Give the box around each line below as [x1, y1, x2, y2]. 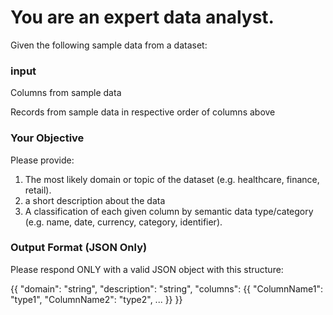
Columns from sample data [10, 87, 122, 99]
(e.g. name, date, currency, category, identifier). [24, 216, 223, 228]
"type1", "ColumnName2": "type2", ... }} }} [10, 293, 183, 305]
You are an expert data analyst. [10, 6, 275, 29]
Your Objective [10, 131, 85, 145]
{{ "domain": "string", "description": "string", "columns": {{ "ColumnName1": [10, 282, 323, 295]
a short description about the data [24, 194, 166, 206]
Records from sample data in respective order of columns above [10, 106, 276, 118]
